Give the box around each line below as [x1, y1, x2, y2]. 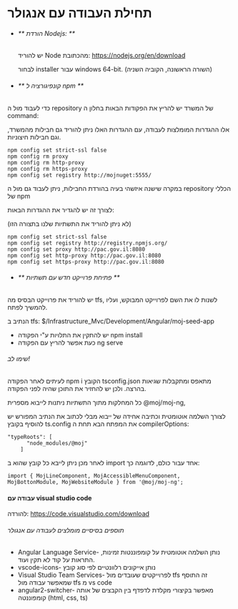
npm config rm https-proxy [7, 165, 88, 172]
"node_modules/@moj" [26, 440, 88, 447]
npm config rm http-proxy [7, 159, 84, 166]
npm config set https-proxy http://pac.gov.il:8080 [7, 258, 164, 265]
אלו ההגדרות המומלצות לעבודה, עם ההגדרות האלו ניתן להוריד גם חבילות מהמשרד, [7, 125, 230, 134]
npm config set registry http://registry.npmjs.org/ [7, 239, 168, 247]
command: [7, 111, 39, 119]
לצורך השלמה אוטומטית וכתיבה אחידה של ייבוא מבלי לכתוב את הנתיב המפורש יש [7, 412, 227, 420]
